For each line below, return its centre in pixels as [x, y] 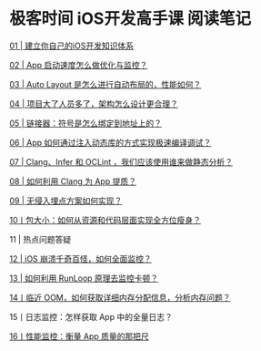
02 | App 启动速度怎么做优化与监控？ [79, 65]
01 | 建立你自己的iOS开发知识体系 [72, 46]
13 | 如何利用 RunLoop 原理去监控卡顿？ [84, 278]
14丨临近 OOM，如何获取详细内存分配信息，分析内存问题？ [120, 297]
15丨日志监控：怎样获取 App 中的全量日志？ [91, 316]
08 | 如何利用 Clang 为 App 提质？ [73, 181]
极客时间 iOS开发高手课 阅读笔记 [130, 19]
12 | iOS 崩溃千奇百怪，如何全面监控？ [80, 258]
